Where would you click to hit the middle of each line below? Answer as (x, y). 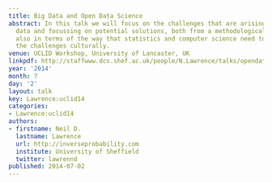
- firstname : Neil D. (45, 129)
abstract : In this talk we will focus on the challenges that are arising (137, 23)
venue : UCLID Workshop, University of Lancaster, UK (99, 53)
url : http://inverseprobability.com (77, 144)
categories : (28, 106)
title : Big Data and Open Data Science (76, 16)
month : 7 (23, 76)
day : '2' (23, 83)
